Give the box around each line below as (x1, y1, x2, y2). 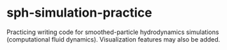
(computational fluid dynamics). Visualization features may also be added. (6, 35, 221, 43)
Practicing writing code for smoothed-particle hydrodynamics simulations (6, 28, 219, 36)
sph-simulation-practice (6, 5, 152, 21)
